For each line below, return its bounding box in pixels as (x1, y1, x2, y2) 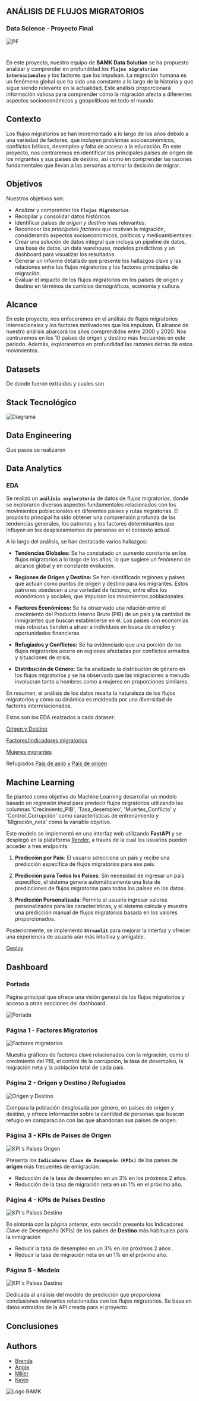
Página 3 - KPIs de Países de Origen (6, 1131, 112, 1139)
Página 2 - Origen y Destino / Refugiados (6, 1079, 126, 1087)
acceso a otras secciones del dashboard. (6, 999, 107, 1007)
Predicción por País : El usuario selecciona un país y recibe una (14, 854, 170, 862)
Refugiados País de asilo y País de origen (6, 760, 108, 767)
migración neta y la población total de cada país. (6, 1064, 125, 1071)
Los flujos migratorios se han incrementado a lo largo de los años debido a (6, 130, 189, 137)
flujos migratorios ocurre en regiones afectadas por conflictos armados (14, 648, 190, 655)
